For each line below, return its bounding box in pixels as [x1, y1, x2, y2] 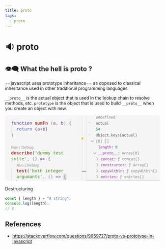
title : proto [5, 8, 32, 13]
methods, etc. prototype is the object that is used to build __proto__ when [5, 100, 155, 106]
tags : [5, 13, 16, 18]
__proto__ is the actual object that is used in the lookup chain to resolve [5, 95, 150, 101]
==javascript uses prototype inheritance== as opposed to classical [5, 80, 141, 86]
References [5, 220, 41, 228]
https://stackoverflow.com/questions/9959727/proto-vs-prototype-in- [12, 233, 155, 239]
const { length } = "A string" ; [5, 196, 71, 201]
